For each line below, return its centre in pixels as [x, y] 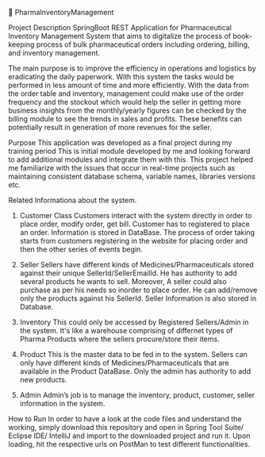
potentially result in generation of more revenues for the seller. [110, 127]
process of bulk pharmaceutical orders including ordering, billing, [143, 44]
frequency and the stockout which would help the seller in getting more [125, 102]
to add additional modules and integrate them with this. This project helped [131, 159]
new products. [43, 380]
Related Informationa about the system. [73, 200]
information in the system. [62, 403]
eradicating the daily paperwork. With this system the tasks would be [121, 77]
